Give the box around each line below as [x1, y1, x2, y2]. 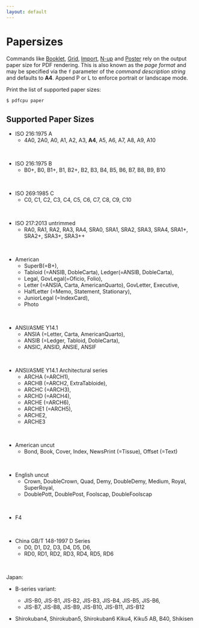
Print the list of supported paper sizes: [6, 86, 101, 93]
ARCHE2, [23, 412, 47, 419]
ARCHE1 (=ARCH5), [23, 405, 73, 412]
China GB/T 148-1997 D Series [14, 537, 91, 545]
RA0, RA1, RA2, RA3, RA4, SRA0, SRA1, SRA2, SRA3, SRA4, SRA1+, [23, 226, 188, 233]
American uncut [14, 441, 55, 449]
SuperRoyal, [23, 484, 55, 492]
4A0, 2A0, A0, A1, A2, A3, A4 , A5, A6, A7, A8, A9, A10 [23, 136, 156, 144]
